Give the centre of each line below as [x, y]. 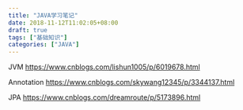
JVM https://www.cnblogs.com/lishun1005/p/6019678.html [104, 67]
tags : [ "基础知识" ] [38, 37]
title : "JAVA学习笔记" [43, 15]
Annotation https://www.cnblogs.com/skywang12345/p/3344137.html [121, 82]
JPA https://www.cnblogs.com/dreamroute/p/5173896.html [104, 97]
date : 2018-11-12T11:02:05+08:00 [63, 23]
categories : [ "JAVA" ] [44, 45]
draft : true [28, 30]
